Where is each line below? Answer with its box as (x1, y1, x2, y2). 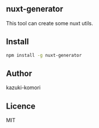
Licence (6, 101, 36, 111)
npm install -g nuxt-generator (6, 52, 82, 58)
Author (6, 68, 32, 78)
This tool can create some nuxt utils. (6, 19, 93, 26)
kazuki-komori (6, 84, 41, 91)
